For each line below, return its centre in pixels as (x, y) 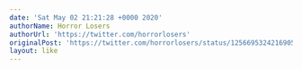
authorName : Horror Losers (60, 26)
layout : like (34, 51)
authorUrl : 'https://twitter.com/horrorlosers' (100, 34)
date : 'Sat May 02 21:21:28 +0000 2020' (86, 17)
